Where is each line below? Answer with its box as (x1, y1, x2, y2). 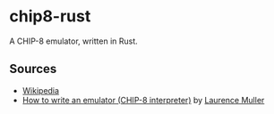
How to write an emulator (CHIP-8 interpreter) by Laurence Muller (21, 94, 265, 105)
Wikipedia (21, 85, 60, 95)
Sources (9, 61, 57, 77)
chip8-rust (9, 6, 91, 27)
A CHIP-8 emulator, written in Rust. (9, 36, 139, 46)
